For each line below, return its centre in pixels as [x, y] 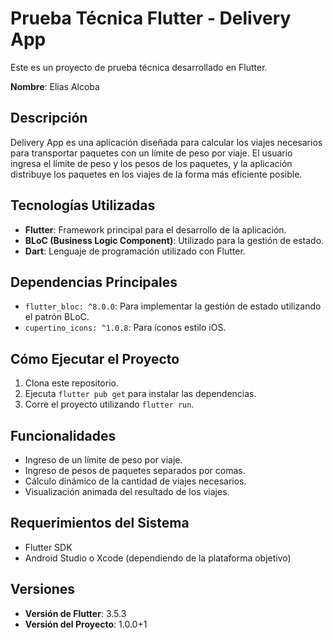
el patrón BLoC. [57, 317]
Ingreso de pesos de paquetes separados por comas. [135, 470]
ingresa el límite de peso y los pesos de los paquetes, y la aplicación [151, 163]
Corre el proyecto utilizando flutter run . [109, 404]
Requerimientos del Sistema [100, 523]
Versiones [43, 589]
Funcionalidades [63, 435]
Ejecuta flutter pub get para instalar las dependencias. [140, 394]
